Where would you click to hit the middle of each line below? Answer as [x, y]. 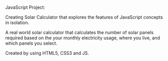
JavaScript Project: [25, 7]
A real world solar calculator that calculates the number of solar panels [79, 32]
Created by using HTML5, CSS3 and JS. [47, 53]
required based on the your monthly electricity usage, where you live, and [83, 38]
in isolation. [17, 23]
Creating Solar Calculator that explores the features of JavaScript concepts [84, 17]
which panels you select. [31, 43]
